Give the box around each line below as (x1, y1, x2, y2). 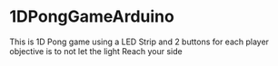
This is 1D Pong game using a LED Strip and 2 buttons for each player (9, 36, 270, 47)
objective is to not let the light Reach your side (9, 45, 184, 56)
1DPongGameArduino (9, 6, 174, 27)
